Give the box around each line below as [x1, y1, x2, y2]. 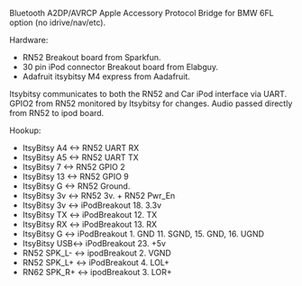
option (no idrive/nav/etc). [9, 17, 106, 28]
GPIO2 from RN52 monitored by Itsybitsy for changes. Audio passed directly [9, 98, 293, 109]
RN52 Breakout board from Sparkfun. [22, 52, 161, 62]
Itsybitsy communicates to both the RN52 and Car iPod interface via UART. [9, 89, 288, 99]
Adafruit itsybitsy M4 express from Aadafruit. [22, 71, 191, 82]
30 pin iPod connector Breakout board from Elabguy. [22, 62, 219, 72]
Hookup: [9, 125, 41, 136]
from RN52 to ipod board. [9, 108, 105, 118]
